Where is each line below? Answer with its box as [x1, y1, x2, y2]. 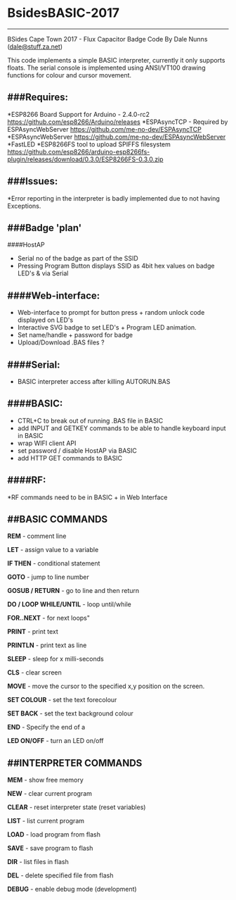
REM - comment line [7, 532, 67, 540]
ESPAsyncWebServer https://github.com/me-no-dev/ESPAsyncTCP [7, 125, 202, 133]
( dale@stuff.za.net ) [7, 42, 63, 51]
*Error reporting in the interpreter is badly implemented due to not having [7, 194, 220, 202]
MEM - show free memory [7, 776, 84, 785]
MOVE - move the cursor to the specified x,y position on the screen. [7, 682, 205, 691]
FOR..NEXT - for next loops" [7, 614, 90, 623]
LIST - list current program [7, 817, 85, 825]
